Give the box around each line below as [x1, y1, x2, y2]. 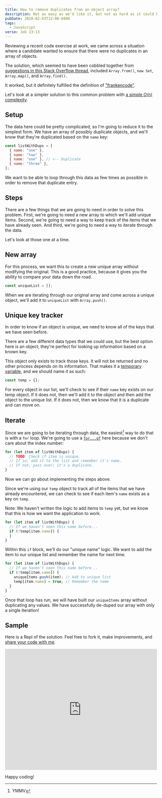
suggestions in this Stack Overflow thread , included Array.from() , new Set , [5, 68, 153, 73]
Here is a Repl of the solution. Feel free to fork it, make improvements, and [5, 634, 153, 640]
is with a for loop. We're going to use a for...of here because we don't [5, 435, 148, 441]
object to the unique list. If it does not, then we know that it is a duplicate [5, 397, 149, 403]
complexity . [5, 97, 28, 102]
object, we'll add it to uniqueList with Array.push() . [5, 297, 107, 303]
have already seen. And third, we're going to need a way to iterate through [5, 222, 153, 228]
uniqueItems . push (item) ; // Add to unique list [13, 575, 111, 579]
